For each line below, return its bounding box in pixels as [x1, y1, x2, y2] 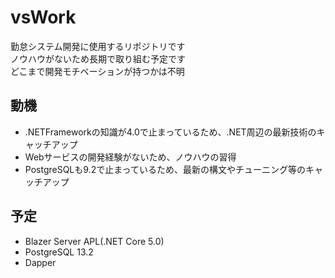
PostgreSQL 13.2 [24, 246, 94, 258]
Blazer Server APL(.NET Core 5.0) [24, 235, 165, 247]
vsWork [10, 6, 77, 29]
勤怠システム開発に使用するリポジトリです [10, 40, 186, 52]
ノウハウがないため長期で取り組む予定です [10, 52, 186, 65]
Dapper [24, 256, 57, 268]
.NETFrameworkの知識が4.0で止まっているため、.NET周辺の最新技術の [24, 126, 317, 138]
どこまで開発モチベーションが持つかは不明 [10, 65, 185, 77]
